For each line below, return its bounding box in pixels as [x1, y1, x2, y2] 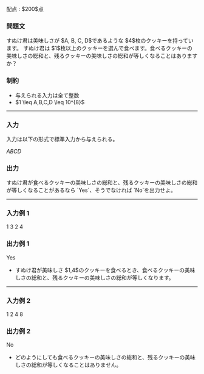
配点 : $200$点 [6, 5, 44, 12]
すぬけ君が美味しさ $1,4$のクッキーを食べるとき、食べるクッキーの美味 [15, 266, 195, 273]
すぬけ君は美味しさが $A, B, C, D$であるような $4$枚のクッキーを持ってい [6, 37, 194, 44]
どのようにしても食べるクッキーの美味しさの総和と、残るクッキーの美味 [15, 354, 196, 361]
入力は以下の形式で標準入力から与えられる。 [6, 135, 118, 143]
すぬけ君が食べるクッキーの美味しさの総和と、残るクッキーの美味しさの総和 [6, 179, 198, 186]
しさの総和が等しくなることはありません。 [15, 361, 122, 369]
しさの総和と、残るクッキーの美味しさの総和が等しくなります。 [15, 273, 174, 281]
